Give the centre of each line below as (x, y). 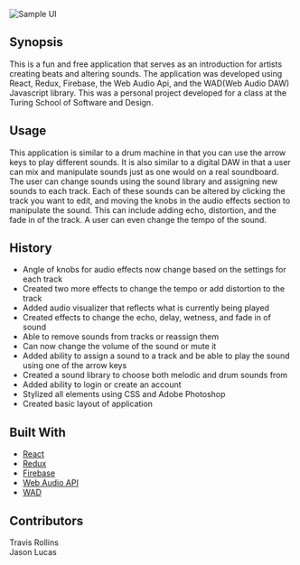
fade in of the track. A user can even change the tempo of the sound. (138, 219)
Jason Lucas (33, 552)
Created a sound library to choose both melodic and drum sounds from (155, 375)
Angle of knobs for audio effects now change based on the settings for (154, 270)
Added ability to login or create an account (102, 384)
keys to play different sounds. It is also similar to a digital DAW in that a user (150, 162)
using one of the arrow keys (75, 366)
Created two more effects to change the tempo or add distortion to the (154, 289)
